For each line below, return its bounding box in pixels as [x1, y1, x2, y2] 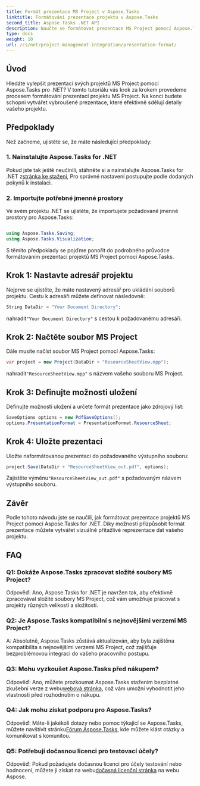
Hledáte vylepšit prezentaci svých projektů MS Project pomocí [6, 80, 159, 87]
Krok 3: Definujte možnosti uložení [6, 387, 137, 397]
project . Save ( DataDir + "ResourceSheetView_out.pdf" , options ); [6, 464, 169, 470]
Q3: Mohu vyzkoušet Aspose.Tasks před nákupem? [6, 665, 159, 673]
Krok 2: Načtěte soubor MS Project [6, 331, 138, 342]
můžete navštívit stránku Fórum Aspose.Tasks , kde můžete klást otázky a [6, 725, 185, 732]
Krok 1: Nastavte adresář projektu [6, 270, 133, 280]
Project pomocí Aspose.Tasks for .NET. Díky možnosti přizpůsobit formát [6, 520, 185, 527]
